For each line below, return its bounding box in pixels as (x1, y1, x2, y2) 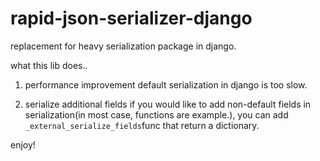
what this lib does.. (10, 59, 88, 71)
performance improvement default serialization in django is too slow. (24, 78, 308, 91)
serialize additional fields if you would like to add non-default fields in (24, 98, 312, 110)
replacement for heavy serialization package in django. (10, 40, 237, 52)
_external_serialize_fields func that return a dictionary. (24, 119, 260, 131)
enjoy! (10, 138, 36, 151)
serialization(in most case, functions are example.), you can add (24, 108, 289, 121)
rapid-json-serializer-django (10, 7, 253, 30)
